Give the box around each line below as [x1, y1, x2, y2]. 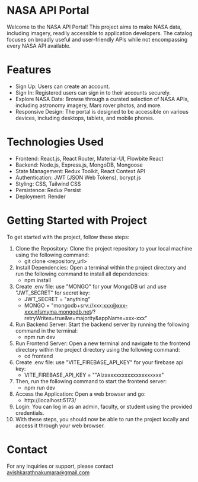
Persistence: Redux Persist [15, 186, 81, 193]
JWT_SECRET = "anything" [24, 295, 91, 302]
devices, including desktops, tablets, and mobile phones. [15, 114, 155, 121]
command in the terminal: [15, 327, 78, 334]
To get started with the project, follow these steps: [7, 233, 130, 240]
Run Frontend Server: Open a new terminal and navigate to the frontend [15, 340, 190, 347]
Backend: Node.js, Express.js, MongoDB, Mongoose [15, 161, 143, 168]
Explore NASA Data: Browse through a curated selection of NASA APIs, [15, 95, 189, 102]
